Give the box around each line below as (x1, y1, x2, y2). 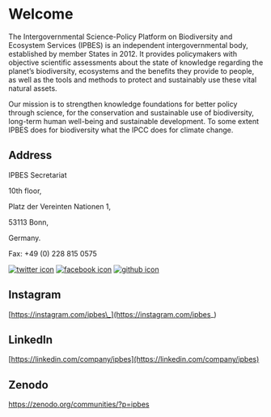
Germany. (8, 233, 41, 243)
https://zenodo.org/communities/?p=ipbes (8, 399, 150, 410)
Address (8, 148, 53, 162)
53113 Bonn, (8, 217, 49, 227)
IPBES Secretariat (8, 170, 67, 179)
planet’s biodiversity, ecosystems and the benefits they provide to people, (8, 66, 255, 75)
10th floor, (8, 186, 42, 196)
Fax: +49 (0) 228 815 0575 (8, 248, 97, 258)
